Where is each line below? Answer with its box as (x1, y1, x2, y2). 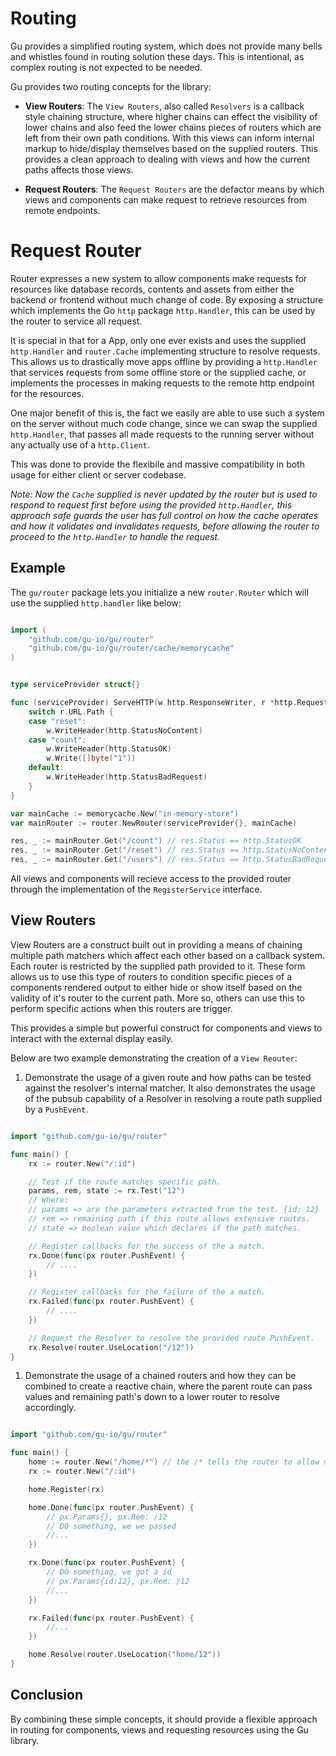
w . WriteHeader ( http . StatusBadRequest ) (46, 772, 208, 782)
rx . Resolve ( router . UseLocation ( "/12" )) (28, 1342, 195, 1352)
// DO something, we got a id (46, 1567, 172, 1577)
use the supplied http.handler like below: (10, 597, 182, 609)
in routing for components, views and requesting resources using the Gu (10, 1723, 309, 1736)
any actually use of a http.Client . (10, 438, 150, 451)
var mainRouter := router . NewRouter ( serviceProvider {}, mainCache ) (10, 818, 298, 828)
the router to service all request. (10, 315, 143, 327)
